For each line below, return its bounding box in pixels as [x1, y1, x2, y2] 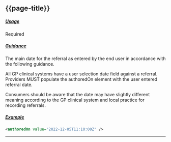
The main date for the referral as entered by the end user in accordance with [5, 55, 166, 62]
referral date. [5, 81, 33, 88]
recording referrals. [5, 102, 46, 108]
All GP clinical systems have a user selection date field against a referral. [5, 71, 158, 77]
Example [5, 114, 24, 120]
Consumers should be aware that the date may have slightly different [5, 92, 150, 98]
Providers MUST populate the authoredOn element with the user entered [5, 76, 158, 82]
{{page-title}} [5, 4, 50, 13]
